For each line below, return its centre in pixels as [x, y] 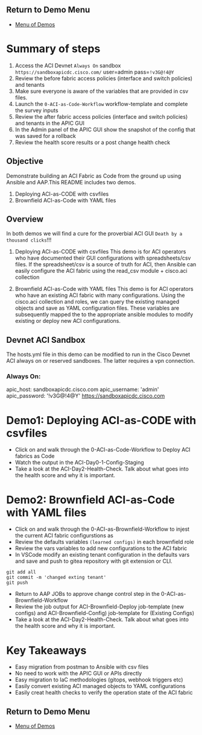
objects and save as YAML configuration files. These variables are [97, 308]
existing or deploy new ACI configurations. [68, 321]
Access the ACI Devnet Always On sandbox [68, 65]
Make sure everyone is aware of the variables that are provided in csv [102, 91]
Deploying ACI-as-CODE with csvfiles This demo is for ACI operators [100, 252]
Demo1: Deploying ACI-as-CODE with [101, 420]
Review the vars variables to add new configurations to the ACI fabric [101, 548]
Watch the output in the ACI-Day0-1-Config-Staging [79, 463]
